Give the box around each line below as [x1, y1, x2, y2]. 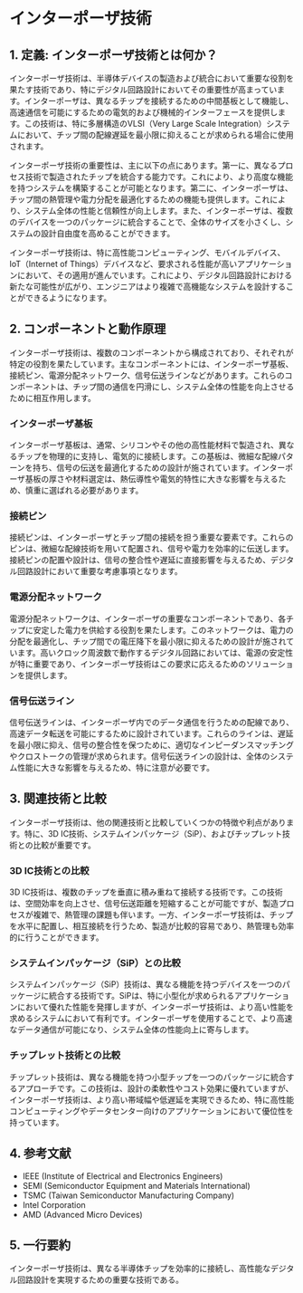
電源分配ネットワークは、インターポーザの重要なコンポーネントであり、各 [9, 613, 287, 624]
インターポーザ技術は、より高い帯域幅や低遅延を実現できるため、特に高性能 [9, 1094, 295, 1105]
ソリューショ [245, 658, 294, 669]
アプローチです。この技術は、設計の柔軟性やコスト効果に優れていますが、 [16, 1083, 294, 1094]
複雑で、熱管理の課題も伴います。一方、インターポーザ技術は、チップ [33, 909, 294, 920]
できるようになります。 [24, 292, 112, 303]
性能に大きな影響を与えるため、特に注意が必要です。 [16, 762, 215, 772]
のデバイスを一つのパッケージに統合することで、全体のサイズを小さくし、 [9, 216, 286, 227]
